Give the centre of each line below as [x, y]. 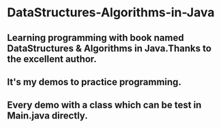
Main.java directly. [47, 116]
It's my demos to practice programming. [94, 82]
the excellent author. [52, 59]
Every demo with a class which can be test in [104, 105]
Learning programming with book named [95, 38]
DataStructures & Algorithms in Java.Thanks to [109, 48]
